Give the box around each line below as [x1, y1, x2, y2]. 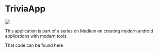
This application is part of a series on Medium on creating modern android [5, 28, 154, 34]
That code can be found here [5, 42, 63, 48]
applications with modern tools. [5, 33, 68, 39]
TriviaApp [5, 3, 46, 14]
